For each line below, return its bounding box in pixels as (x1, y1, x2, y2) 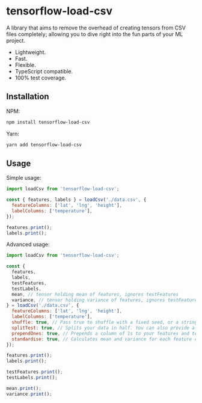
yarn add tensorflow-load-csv (6, 141, 82, 148)
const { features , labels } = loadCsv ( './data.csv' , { (6, 197, 147, 203)
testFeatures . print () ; (6, 369, 63, 375)
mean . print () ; (6, 385, 42, 392)
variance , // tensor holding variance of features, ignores (11, 297, 165, 303)
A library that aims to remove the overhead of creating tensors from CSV (6, 24, 186, 31)
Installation (6, 91, 49, 102)
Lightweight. (14, 48, 46, 55)
